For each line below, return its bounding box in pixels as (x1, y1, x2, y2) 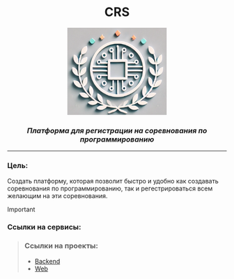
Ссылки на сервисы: (7, 223, 81, 232)
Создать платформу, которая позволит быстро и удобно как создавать (7, 176, 219, 185)
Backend (34, 257, 61, 265)
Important (7, 205, 36, 213)
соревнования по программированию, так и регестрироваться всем (7, 184, 213, 193)
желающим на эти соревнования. (7, 191, 108, 199)
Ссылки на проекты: (24, 241, 99, 251)
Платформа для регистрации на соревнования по (26, 126, 208, 135)
